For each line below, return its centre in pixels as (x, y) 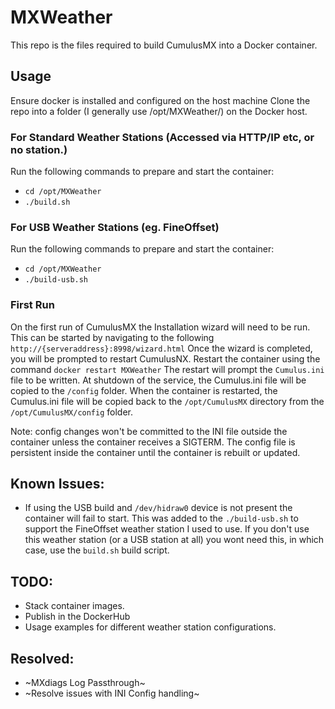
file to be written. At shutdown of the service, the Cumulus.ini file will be (158, 380)
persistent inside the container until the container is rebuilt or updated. (155, 452)
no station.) (39, 149)
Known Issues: (57, 484)
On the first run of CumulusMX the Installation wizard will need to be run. (160, 327)
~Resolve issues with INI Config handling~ (112, 693)
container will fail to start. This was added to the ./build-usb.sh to (161, 518)
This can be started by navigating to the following (112, 337)
